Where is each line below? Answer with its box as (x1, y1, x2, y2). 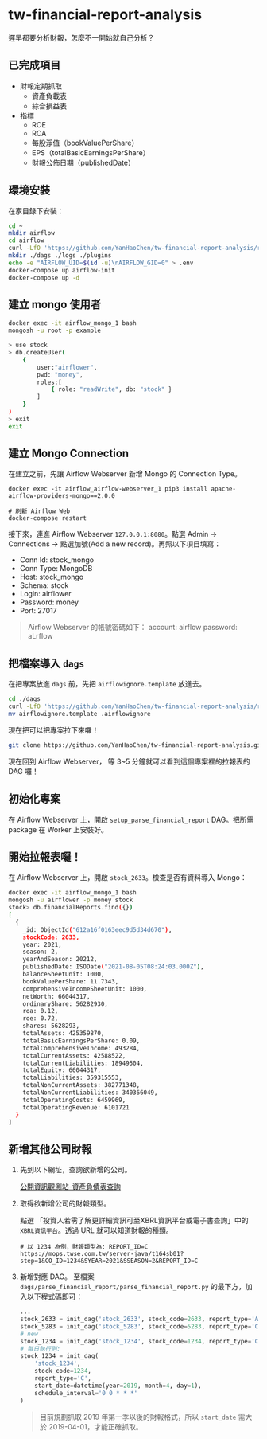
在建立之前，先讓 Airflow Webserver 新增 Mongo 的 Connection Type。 (8, 469, 242, 479)
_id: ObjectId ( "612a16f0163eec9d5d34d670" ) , (22, 925, 172, 933)
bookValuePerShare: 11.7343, (22, 977, 119, 985)
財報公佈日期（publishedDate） (31, 158, 135, 167)
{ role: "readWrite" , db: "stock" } (50, 385, 172, 393)
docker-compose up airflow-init (8, 266, 115, 274)
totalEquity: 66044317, (22, 1066, 102, 1074)
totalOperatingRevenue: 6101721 (22, 1103, 130, 1112)
